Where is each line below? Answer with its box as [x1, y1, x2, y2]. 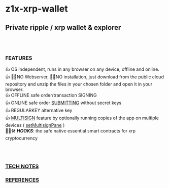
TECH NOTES [5, 163, 39, 170]
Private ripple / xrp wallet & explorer [5, 23, 121, 32]
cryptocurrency [5, 135, 38, 142]
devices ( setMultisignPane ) [5, 122, 65, 128]
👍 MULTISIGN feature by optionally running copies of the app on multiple [5, 115, 159, 121]
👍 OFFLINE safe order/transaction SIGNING [5, 92, 97, 99]
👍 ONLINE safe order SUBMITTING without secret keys [5, 100, 122, 106]
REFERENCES [5, 176, 40, 183]
